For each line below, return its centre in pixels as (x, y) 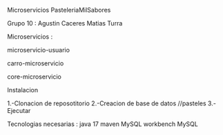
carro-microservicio (36, 63)
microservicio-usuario (39, 50)
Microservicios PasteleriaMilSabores (59, 10)
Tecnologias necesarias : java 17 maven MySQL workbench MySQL (103, 124)
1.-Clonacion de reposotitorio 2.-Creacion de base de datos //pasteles (107, 103)
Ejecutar (19, 111)
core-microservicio (35, 76)
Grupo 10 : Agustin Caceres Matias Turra (65, 23)
